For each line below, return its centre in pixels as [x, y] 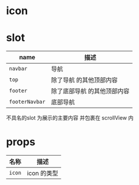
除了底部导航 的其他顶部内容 [90, 91]
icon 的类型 [43, 173]
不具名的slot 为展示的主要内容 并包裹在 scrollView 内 [70, 118]
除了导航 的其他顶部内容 [84, 80]
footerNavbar [27, 102]
